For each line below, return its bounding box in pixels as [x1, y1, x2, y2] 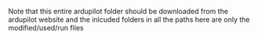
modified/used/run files [8, 23, 84, 32]
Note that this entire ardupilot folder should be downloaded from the [8, 7, 229, 16]
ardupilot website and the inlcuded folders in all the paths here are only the [8, 15, 250, 24]
